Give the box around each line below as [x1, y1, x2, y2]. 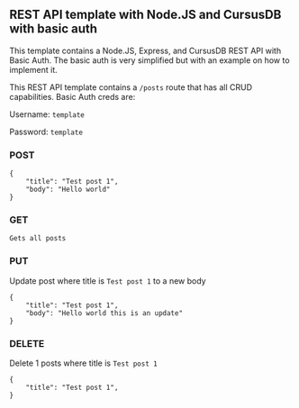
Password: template [9, 126, 84, 137]
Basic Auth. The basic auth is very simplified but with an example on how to [9, 54, 290, 66]
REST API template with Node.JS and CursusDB [9, 7, 282, 23]
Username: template [9, 108, 86, 120]
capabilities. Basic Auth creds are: [9, 91, 136, 102]
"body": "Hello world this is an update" [25, 308, 183, 318]
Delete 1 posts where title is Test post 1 [9, 358, 158, 368]
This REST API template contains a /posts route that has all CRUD [9, 81, 253, 93]
